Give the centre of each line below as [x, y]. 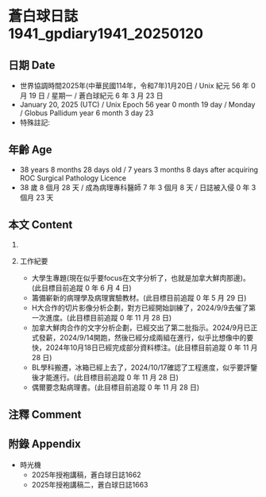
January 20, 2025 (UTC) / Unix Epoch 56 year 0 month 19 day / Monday [137, 105]
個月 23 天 [37, 197]
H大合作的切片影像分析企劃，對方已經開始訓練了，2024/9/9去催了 [140, 308]
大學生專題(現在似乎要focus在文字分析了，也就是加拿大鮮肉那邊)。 [141, 278]
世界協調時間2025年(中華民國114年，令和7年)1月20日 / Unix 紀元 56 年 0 [137, 85]
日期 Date [32, 65]
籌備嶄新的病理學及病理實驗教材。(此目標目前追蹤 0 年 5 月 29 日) [139, 297]
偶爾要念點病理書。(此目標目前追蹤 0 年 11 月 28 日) [116, 387]
